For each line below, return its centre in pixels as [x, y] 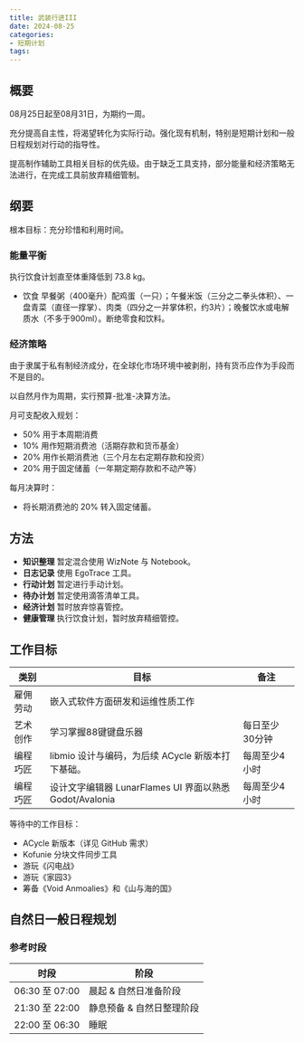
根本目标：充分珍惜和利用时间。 [69, 229]
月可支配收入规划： [45, 415]
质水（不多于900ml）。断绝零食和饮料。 [96, 318]
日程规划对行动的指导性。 [57, 144]
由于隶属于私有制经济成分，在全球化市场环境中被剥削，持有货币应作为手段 [148, 365]
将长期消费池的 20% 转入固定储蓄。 [89, 507]
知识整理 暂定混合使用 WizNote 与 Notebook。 [109, 562]
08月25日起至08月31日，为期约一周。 [80, 113]
